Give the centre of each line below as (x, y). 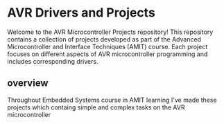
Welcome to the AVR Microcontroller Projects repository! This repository (110, 32)
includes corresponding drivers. (53, 61)
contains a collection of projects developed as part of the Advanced (104, 39)
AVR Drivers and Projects (81, 13)
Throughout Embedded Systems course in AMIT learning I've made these (112, 100)
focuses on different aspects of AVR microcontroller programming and (107, 54)
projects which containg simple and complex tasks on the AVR (96, 107)
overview (28, 83)
